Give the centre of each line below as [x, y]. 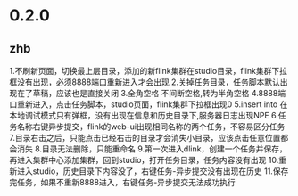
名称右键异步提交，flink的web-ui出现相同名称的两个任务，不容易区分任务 [151, 127]
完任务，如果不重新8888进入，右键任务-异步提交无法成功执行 [123, 182]
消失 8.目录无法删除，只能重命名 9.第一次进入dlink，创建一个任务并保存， [152, 149]
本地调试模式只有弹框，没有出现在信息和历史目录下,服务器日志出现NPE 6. [144, 115]
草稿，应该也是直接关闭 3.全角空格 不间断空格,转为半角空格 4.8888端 [159, 93]
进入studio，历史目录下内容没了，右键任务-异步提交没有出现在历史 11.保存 [153, 171]
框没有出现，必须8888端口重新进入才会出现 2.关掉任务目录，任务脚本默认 [145, 82]
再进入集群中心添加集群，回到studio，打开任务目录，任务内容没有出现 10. [144, 160]
